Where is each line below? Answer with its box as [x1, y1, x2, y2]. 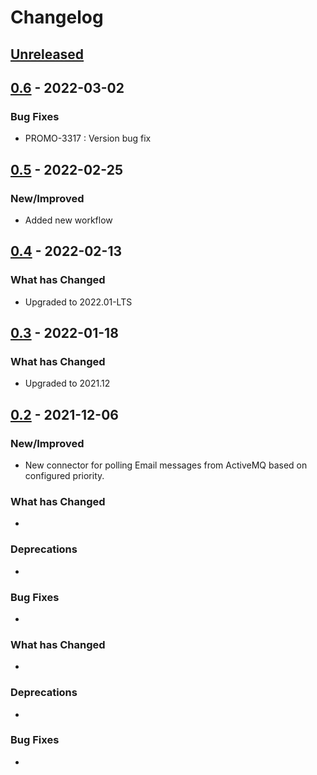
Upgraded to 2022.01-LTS [24, 296, 133, 308]
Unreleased [10, 46, 85, 63]
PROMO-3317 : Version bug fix [24, 132, 152, 145]
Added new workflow [24, 214, 113, 226]
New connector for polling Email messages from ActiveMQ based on [24, 459, 308, 471]
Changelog [10, 6, 104, 29]
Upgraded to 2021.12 [24, 377, 111, 390]
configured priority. [24, 470, 105, 482]
